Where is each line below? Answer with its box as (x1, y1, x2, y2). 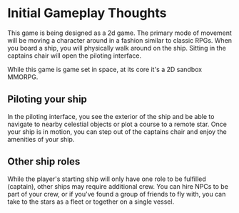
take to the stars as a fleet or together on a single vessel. (7, 197, 175, 206)
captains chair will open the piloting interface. (7, 51, 141, 60)
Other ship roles (7, 155, 81, 168)
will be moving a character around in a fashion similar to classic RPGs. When (7, 36, 233, 44)
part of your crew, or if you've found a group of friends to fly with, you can (7, 189, 226, 198)
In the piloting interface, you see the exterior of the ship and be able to (7, 112, 215, 120)
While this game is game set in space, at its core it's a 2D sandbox (7, 65, 202, 73)
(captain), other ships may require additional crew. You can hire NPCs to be (7, 182, 228, 190)
